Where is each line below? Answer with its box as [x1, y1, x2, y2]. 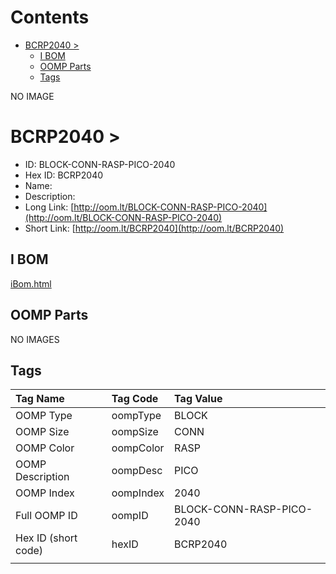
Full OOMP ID [15, 509, 78, 523]
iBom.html [10, 277, 52, 290]
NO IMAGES [10, 333, 60, 345]
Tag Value [174, 392, 223, 406]
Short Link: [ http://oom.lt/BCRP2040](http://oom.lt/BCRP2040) [24, 222, 285, 234]
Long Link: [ [24, 201, 75, 213]
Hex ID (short [15, 531, 78, 545]
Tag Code [111, 392, 159, 406]
